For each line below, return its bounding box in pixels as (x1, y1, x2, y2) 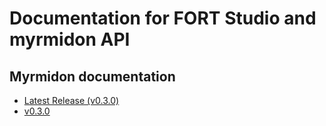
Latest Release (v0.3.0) (23, 95, 120, 106)
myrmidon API (9, 28, 131, 51)
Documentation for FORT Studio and (9, 7, 317, 30)
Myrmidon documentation (9, 68, 176, 85)
